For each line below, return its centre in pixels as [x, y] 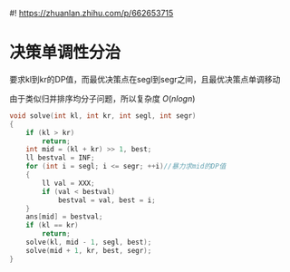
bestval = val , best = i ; [106, 200]
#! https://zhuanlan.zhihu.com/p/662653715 [92, 13]
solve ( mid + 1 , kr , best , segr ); [89, 250]
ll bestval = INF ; [60, 158]
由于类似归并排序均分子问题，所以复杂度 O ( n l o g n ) [102, 98]
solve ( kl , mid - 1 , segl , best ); [89, 243]
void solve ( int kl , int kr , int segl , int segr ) [103, 116]
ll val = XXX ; [68, 183]
